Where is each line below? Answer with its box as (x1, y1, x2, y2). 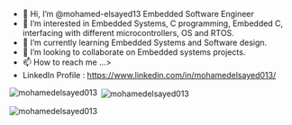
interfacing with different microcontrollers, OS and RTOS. (22, 28, 234, 38)
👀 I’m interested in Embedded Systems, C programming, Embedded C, (22, 18, 284, 29)
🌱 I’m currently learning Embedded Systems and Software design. (22, 37, 268, 48)
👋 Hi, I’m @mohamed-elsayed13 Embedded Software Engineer (22, 9, 255, 19)
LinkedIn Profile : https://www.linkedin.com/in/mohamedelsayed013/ (22, 70, 277, 80)
